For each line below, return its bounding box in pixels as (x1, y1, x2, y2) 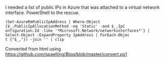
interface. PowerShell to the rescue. (5, 10, 80, 16)
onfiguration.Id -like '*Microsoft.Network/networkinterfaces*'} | (5, 28, 150, 33)
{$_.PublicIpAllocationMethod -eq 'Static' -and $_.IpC (5, 24, 125, 29)
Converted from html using (5, 46, 62, 52)
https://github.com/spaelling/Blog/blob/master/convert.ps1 (5, 51, 127, 57)
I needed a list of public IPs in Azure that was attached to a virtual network (5, 5, 160, 10)
